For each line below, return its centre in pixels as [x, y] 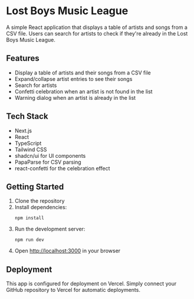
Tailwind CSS [31, 149]
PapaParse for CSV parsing [48, 162]
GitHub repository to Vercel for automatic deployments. [73, 290]
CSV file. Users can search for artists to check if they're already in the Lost [97, 33]
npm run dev [29, 240]
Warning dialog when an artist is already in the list [75, 97]
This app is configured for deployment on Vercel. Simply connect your [91, 284]
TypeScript [28, 143]
